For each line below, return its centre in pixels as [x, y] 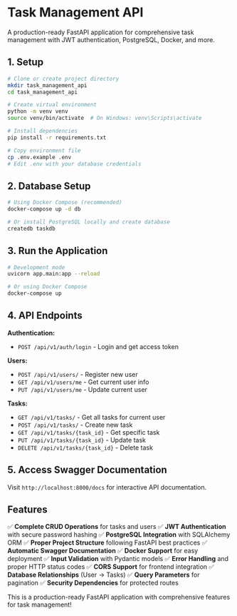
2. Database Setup [49, 186]
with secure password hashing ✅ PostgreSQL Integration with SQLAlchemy [119, 535]
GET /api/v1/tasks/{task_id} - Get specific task [89, 432]
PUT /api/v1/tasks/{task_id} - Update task [81, 440]
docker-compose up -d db [44, 209]
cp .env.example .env [39, 157]
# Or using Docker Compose [47, 287]
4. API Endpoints [45, 316]
